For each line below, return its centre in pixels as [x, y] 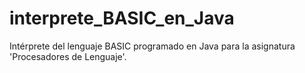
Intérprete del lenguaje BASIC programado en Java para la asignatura [152, 46]
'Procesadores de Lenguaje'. [68, 56]
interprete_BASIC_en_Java [122, 18]
